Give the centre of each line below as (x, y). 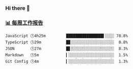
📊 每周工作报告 (24, 22)
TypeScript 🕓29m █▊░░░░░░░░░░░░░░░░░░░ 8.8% (67, 42)
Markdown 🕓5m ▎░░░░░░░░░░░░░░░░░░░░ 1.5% (67, 55)
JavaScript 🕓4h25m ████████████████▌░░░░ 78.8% (67, 36)
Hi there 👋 (18, 8)
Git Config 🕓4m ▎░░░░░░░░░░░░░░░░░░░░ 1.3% (67, 62)
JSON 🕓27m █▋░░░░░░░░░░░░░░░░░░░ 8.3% (67, 49)
